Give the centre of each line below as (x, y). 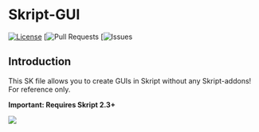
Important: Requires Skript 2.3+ (62, 104)
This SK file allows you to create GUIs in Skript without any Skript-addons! (130, 80)
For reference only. (39, 89)
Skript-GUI (44, 15)
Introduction (40, 62)
